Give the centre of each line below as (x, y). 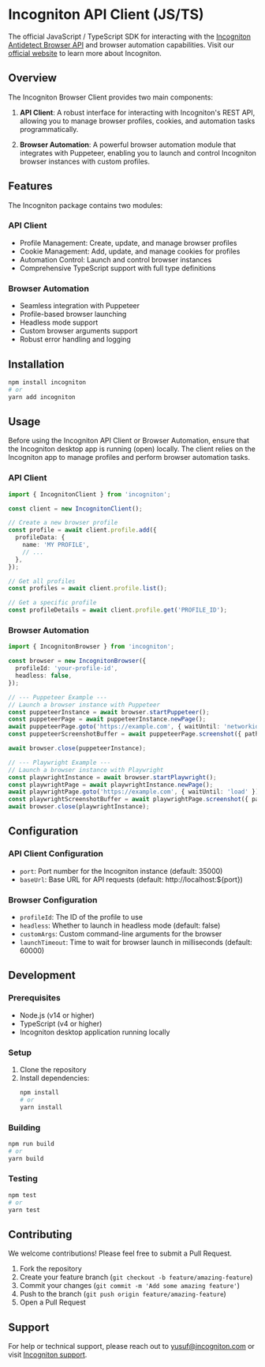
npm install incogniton (47, 382)
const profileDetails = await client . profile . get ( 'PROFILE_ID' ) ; (118, 610)
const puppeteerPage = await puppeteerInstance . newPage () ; (107, 719)
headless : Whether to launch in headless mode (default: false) (120, 925)
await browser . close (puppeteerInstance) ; (77, 748)
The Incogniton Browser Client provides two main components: (110, 97)
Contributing (40, 1234)
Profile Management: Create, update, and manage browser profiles (128, 243)
